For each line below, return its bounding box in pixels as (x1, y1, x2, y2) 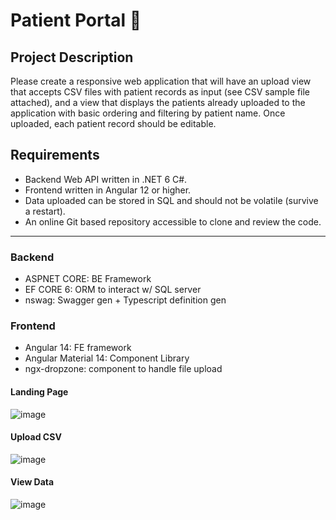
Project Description (10, 49, 134, 66)
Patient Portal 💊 (10, 9, 142, 32)
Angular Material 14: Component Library (24, 352, 190, 364)
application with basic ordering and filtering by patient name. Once (10, 107, 286, 119)
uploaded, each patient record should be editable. (10, 118, 217, 129)
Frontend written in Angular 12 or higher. (24, 184, 192, 196)
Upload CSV (10, 431, 62, 443)
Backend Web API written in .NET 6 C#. (24, 173, 188, 185)
